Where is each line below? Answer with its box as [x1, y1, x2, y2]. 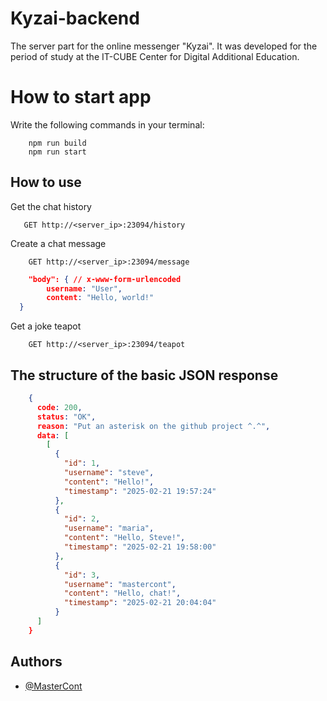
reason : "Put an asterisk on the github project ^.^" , [36, 421, 271, 431]
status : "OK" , [36, 412, 97, 422]
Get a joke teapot [10, 320, 82, 332]
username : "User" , [46, 283, 123, 294]
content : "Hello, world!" [46, 293, 155, 303]
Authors [10, 653, 63, 671]
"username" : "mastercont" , [63, 579, 177, 589]
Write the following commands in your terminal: [10, 118, 205, 131]
